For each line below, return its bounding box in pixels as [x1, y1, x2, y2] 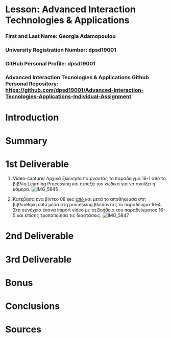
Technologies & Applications [5, 14, 130, 26]
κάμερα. [12, 186, 31, 192]
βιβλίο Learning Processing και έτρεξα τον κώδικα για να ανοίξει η [12, 181, 156, 187]
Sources [5, 324, 42, 335]
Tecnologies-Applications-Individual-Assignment [5, 93, 132, 100]
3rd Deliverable [5, 254, 72, 265]
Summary [5, 135, 47, 147]
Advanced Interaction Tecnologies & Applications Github [5, 74, 149, 81]
